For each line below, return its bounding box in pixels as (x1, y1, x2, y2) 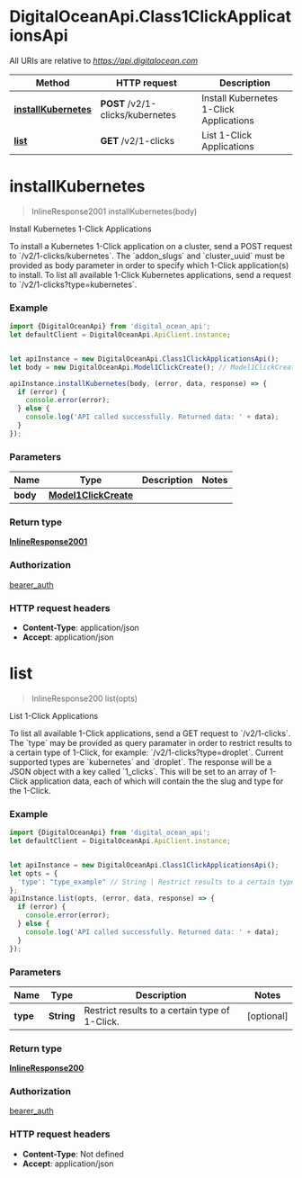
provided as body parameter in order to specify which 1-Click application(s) (9, 259, 289, 271)
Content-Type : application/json (22, 622, 139, 633)
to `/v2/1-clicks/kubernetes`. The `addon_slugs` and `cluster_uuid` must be (9, 250, 286, 261)
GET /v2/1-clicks (100, 134, 175, 147)
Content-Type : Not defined (22, 1148, 124, 1159)
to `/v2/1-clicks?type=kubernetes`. (9, 279, 138, 290)
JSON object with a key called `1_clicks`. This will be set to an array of (9, 766, 268, 777)
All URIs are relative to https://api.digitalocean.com (9, 55, 199, 66)
